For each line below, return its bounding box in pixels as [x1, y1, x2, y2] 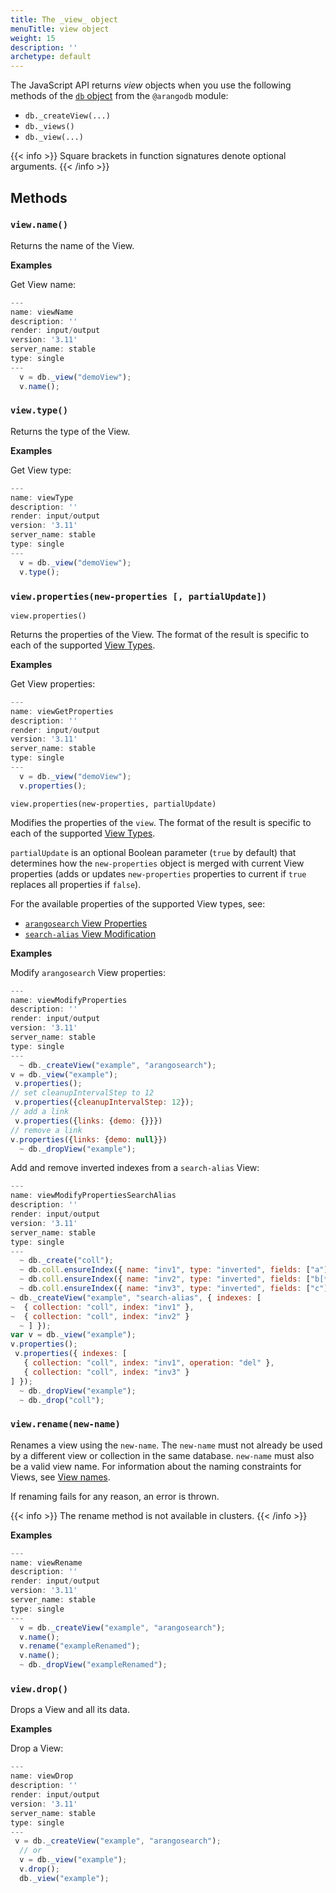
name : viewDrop [10, 1771, 74, 1781]
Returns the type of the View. [10, 425, 131, 437]
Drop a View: [10, 1742, 64, 1755]
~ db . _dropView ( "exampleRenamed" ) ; [19, 1660, 168, 1670]
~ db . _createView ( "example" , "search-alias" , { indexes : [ [10, 1292, 262, 1303]
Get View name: [10, 278, 77, 290]
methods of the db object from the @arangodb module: [10, 90, 229, 102]
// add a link [10, 1107, 70, 1117]
